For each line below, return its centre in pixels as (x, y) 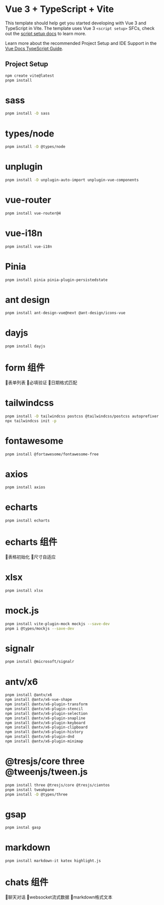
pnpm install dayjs (25, 346)
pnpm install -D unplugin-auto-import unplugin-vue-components (72, 180)
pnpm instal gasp (23, 828)
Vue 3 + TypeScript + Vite (60, 9)
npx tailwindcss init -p (31, 421)
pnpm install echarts (28, 521)
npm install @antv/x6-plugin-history (44, 732)
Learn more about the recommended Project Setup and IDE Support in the (81, 43)
